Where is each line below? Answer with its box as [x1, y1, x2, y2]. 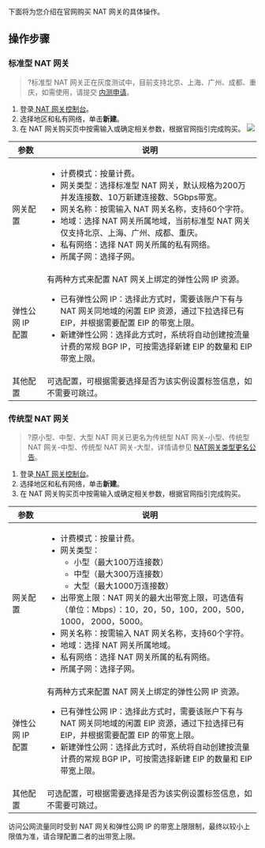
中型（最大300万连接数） [73, 568, 169, 579]
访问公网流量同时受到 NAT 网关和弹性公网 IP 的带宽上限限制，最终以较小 [8, 821, 244, 831]
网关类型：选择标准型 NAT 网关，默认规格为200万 [60, 180, 246, 191]
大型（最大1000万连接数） [73, 580, 174, 591]
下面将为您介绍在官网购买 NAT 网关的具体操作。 [8, 7, 164, 16]
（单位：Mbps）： [60, 604, 125, 615]
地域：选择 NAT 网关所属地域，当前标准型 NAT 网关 [60, 215, 251, 226]
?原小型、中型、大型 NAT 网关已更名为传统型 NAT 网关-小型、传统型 [27, 432, 250, 441]
